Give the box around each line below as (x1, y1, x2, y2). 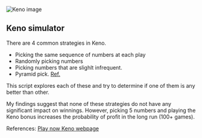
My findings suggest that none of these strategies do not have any (6, 100, 172, 107)
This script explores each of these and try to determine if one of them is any (6, 82, 195, 89)
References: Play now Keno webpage (6, 125, 99, 132)
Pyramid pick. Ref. (14, 70, 60, 77)
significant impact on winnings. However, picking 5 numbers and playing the (6, 107, 196, 114)
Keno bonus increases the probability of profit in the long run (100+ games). (6, 113, 195, 120)
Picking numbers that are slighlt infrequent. (14, 64, 122, 71)
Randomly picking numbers (14, 57, 83, 65)
